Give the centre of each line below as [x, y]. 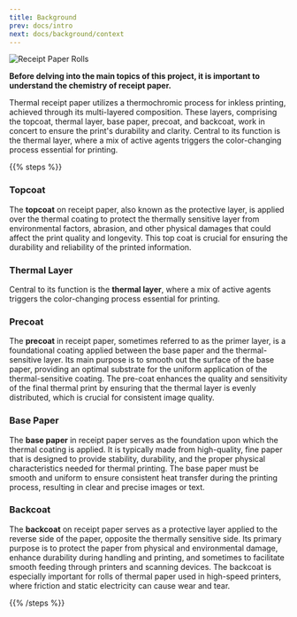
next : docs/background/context [67, 34]
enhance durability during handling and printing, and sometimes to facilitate [147, 557]
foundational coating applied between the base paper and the [122, 350]
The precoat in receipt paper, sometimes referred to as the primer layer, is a [148, 341]
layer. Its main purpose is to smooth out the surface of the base [159, 360]
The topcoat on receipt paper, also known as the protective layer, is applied [147, 209]
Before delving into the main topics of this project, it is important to [135, 76]
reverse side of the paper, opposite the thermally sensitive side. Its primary [145, 538]
